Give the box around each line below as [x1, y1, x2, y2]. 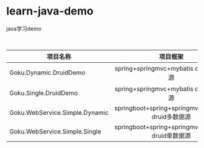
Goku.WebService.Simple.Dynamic [9, 108, 109, 117]
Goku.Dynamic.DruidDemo [9, 68, 86, 77]
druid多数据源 [151, 112, 191, 121]
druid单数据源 [151, 131, 191, 140]
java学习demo [6, 25, 42, 32]
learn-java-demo [6, 4, 94, 18]
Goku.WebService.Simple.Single [9, 127, 101, 135]
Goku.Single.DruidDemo [9, 89, 78, 97]
